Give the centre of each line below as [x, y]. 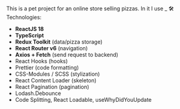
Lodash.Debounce [38, 93]
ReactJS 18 [29, 29]
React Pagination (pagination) [52, 87]
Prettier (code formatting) [47, 68]
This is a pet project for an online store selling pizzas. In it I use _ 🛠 [90, 8]
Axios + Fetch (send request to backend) [67, 54]
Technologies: [24, 17]
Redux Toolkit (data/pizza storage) [59, 42]
